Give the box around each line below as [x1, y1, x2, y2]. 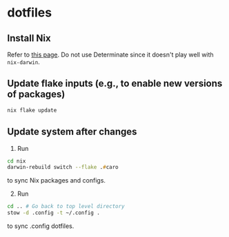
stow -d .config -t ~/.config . [7, 209, 100, 216]
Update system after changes [7, 126, 137, 138]
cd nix [7, 157, 26, 165]
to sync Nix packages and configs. [7, 176, 106, 185]
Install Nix [7, 32, 51, 44]
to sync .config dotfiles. [7, 222, 74, 230]
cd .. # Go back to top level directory [7, 203, 126, 210]
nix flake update [7, 107, 57, 114]
